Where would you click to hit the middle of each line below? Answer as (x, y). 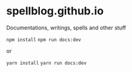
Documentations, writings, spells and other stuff (66, 28)
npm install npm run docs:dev (44, 40)
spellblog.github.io (55, 11)
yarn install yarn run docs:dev (46, 63)
